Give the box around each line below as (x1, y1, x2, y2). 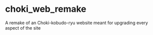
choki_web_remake (5, 3, 87, 15)
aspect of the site (5, 25, 41, 31)
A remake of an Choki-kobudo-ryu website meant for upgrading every (5, 20, 149, 26)
